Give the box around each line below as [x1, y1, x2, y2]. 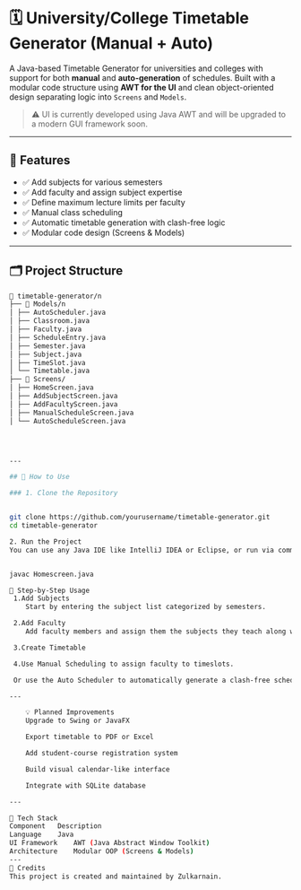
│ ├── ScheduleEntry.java [9, 333, 106, 342]
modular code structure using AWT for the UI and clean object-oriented [9, 82, 275, 92]
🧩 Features [9, 153, 71, 168]
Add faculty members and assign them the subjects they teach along [25, 627, 287, 636]
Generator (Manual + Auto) [9, 33, 213, 54]
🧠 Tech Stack [9, 814, 58, 823]
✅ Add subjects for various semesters [21, 177, 163, 188]
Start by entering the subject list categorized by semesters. [25, 603, 267, 612]
